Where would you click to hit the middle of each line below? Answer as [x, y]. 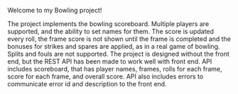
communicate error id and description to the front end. [87, 84]
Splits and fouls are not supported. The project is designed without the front [118, 54]
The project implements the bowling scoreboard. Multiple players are [108, 24]
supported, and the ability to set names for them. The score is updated [111, 31]
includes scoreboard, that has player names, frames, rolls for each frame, [115, 69]
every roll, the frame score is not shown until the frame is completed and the [119, 39]
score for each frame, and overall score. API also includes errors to [106, 76]
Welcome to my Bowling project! [55, 10]
